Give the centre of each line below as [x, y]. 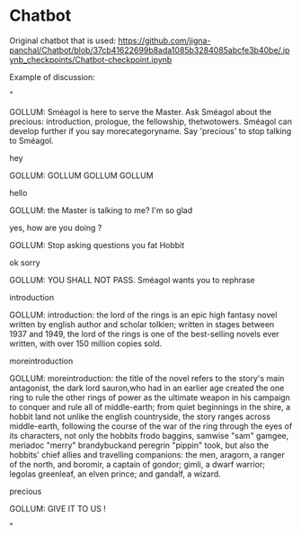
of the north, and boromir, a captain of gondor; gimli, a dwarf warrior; [137, 464]
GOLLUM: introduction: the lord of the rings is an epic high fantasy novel [143, 315]
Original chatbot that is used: [63, 40]
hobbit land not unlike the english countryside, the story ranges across [140, 416]
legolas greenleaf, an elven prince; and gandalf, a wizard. [115, 474]
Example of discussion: [53, 76]
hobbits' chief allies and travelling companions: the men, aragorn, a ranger [147, 454]
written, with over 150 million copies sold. [86, 343]
